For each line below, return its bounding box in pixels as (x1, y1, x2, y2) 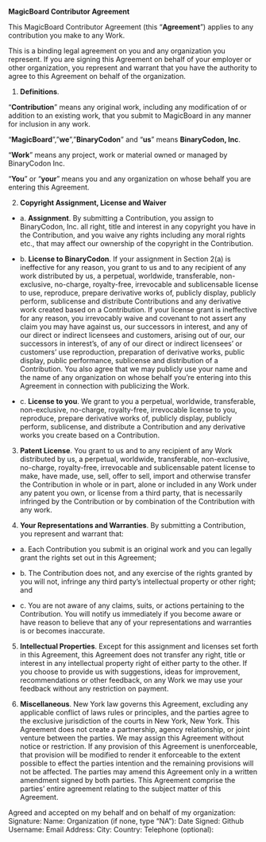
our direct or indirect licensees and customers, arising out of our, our (19, 331, 245, 339)
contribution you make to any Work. (8, 31, 125, 40)
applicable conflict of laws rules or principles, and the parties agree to (19, 708, 249, 717)
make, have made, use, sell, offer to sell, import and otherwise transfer (19, 472, 252, 480)
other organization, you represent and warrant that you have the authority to (8, 63, 257, 72)
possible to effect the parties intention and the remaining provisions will (19, 758, 254, 768)
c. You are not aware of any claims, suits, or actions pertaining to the (19, 601, 245, 610)
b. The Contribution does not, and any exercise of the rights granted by (19, 569, 253, 578)
